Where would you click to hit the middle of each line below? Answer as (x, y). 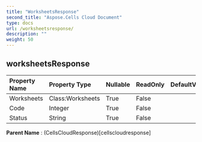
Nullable (118, 84)
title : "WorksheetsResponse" (43, 12)
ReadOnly (150, 84)
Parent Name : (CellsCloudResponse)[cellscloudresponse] (79, 132)
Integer (59, 108)
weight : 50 (20, 40)
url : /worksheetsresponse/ (40, 28)
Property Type (70, 84)
